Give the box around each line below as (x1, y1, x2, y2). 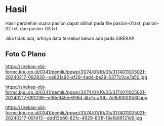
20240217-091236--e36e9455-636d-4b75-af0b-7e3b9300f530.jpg (5, 94, 148, 100)
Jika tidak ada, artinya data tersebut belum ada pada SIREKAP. (5, 35, 136, 41)
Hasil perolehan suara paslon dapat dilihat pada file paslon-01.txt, (5, 20, 142, 26)
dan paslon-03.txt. (20, 25, 59, 31)
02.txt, (5, 25, 19, 31)
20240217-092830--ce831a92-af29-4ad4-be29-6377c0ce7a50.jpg (5, 74, 148, 80)
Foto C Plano (5, 50, 46, 58)
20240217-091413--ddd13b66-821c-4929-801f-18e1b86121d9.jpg (5, 115, 142, 121)
